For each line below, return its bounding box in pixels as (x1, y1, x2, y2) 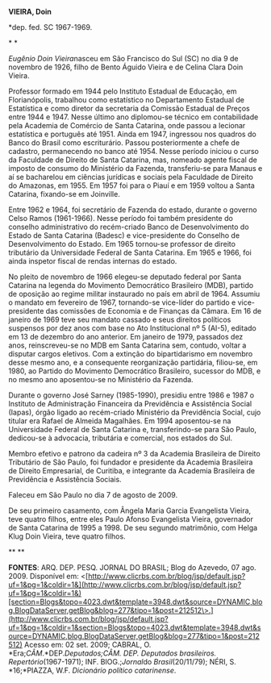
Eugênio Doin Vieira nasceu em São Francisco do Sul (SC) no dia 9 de (8, 54, 240, 63)
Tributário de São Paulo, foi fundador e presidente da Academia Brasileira (8, 457, 253, 467)
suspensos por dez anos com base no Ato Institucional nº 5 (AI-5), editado (8, 323, 256, 333)
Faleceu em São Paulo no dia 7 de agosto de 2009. (8, 490, 178, 499)
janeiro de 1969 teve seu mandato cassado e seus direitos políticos (8, 314, 231, 324)
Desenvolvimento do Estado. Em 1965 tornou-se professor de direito (8, 239, 236, 248)
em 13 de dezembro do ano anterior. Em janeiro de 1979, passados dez (8, 332, 244, 341)
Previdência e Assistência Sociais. (8, 475, 123, 484)
